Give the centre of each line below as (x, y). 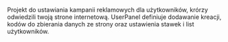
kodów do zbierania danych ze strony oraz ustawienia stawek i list (101, 24)
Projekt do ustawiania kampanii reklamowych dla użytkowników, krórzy (107, 10)
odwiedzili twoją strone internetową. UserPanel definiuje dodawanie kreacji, (114, 17)
